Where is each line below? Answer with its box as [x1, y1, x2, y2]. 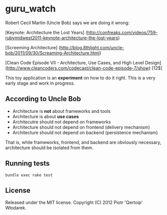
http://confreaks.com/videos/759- [87, 29, 158, 35]
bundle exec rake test [5, 172, 53, 178]
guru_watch [5, 3, 56, 15]
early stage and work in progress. [5, 80, 75, 86]
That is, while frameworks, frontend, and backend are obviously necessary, [5, 139, 161, 145]
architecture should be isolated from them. [5, 145, 94, 151]
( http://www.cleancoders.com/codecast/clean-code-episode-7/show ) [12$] [5, 65, 162, 71]
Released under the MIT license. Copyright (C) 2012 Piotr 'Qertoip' [5, 199, 143, 205]
